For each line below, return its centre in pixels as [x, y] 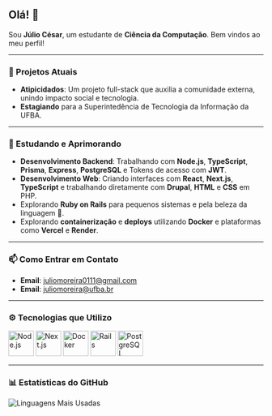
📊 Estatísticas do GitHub [58, 382]
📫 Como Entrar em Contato [64, 259]
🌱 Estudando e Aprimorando [65, 144]
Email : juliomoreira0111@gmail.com [79, 280]
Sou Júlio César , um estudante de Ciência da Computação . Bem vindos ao [134, 34]
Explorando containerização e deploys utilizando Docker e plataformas [140, 222]
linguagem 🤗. [42, 213]
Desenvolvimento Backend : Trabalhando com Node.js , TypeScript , [134, 161]
